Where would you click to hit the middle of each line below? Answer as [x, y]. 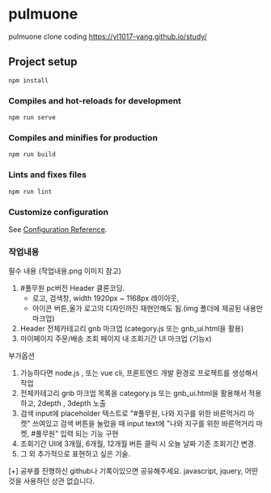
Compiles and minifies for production [83, 137]
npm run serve [32, 118]
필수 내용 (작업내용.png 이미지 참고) [65, 271]
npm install [28, 80]
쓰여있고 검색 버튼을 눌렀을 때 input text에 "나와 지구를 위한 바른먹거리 [143, 423]
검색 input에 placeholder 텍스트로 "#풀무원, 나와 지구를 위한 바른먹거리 [133, 414]
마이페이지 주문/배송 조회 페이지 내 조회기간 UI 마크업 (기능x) [116, 339]
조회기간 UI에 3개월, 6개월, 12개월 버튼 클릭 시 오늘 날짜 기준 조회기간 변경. [138, 444]
